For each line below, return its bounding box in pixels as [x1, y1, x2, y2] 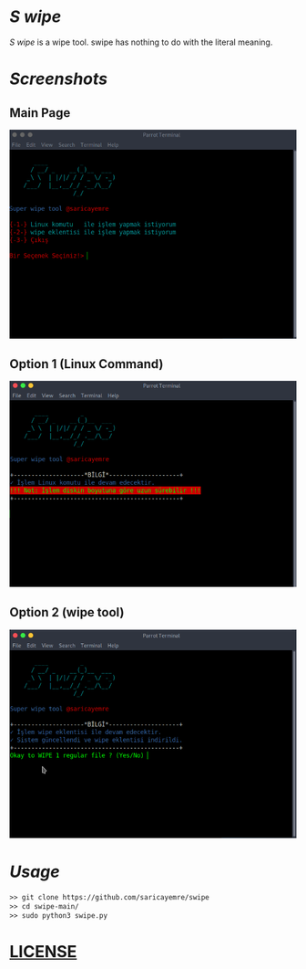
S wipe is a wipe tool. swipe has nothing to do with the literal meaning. [9, 37, 273, 47]
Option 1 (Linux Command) [9, 356, 164, 372]
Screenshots [9, 68, 108, 90]
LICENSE [9, 942, 77, 963]
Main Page [9, 105, 71, 121]
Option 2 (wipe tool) [9, 605, 125, 620]
